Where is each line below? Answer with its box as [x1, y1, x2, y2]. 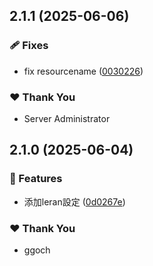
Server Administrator [23, 112, 111, 124]
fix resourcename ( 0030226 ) [23, 65, 144, 77]
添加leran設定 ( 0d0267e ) [23, 195, 126, 208]
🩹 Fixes [9, 39, 49, 53]
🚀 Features [9, 172, 63, 186]
